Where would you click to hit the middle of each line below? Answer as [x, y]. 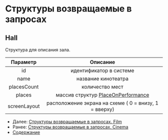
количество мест [102, 87]
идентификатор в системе [102, 70]
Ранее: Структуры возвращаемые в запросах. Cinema [70, 127]
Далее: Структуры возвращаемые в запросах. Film [67, 121]
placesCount [24, 87]
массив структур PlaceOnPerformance [102, 95]
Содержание [26, 132]
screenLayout [24, 106]
